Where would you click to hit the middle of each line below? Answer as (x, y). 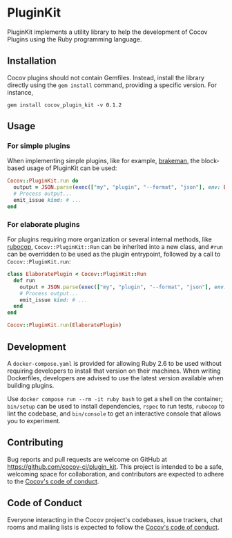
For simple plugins (39, 146)
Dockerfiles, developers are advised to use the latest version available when (116, 378)
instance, (20, 92)
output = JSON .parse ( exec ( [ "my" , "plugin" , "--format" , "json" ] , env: (117, 187)
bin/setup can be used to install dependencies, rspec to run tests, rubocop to (116, 406)
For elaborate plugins (44, 224)
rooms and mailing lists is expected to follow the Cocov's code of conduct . (113, 527)
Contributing (35, 443)
